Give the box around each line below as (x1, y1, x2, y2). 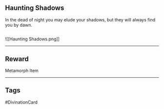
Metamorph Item (5, 68, 39, 73)
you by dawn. (5, 22, 33, 28)
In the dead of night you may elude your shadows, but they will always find (5, 17, 156, 22)
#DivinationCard (5, 99, 38, 105)
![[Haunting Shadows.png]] (5, 36, 60, 42)
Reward (5, 54, 29, 63)
